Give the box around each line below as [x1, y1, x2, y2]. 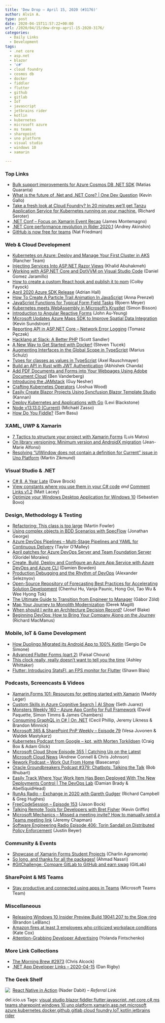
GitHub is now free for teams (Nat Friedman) [12, 229, 102, 235]
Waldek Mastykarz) [12, 733, 52, 739]
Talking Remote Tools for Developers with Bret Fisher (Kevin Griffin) [12, 806, 150, 812]
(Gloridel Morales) [12, 554, 49, 560]
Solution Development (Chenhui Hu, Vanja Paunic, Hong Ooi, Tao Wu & [12, 586, 156, 592]
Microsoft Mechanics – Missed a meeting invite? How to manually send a [12, 811, 160, 817]
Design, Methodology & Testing [5, 511, 82, 518]
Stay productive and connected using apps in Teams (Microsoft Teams [12, 885, 156, 891]
